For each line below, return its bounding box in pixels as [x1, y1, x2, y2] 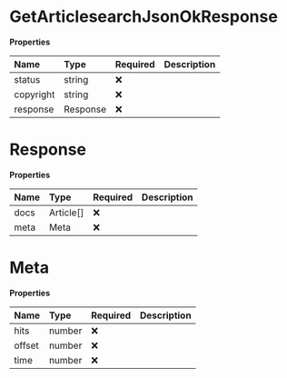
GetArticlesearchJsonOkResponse [9, 6, 279, 27]
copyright [14, 88, 55, 101]
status [14, 73, 41, 85]
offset [14, 339, 39, 352]
